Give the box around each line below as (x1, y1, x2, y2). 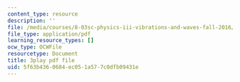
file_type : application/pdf (7, 30, 91, 38)
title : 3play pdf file (7, 57, 75, 64)
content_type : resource (7, 10, 79, 18)
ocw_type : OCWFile (7, 43, 62, 51)
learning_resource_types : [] (7, 37, 94, 44)
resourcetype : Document (7, 51, 79, 58)
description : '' (7, 17, 56, 24)
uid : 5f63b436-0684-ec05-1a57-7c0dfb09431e (7, 63, 139, 71)
